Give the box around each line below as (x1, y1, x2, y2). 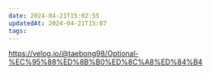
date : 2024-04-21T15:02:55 (8, 11, 100, 20)
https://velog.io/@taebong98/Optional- (8, 49, 140, 59)
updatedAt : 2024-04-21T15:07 (8, 19, 107, 27)
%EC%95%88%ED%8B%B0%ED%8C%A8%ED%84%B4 (8, 57, 203, 67)
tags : (8, 27, 27, 35)
